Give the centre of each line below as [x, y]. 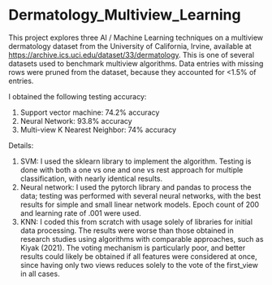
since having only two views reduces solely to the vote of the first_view [139, 265]
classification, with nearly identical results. [91, 178]
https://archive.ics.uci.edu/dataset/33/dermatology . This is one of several [131, 55]
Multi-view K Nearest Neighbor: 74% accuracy [98, 129]
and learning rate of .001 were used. [81, 213]
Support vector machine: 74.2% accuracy [90, 112]
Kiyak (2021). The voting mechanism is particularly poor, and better [133, 248]
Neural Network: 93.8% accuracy [76, 121]
